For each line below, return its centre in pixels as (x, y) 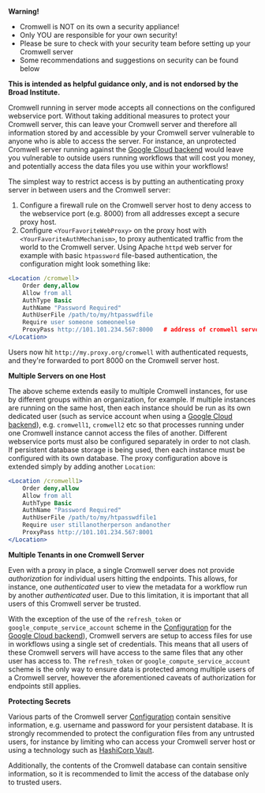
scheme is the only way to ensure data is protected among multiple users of (131, 669)
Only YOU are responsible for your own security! (98, 35)
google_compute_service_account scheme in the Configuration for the (120, 627)
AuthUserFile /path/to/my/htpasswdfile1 (90, 518)
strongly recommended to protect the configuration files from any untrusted (131, 733)
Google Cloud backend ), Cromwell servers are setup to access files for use (130, 635)
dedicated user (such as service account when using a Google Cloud (120, 416)
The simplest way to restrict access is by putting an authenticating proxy (126, 181)
